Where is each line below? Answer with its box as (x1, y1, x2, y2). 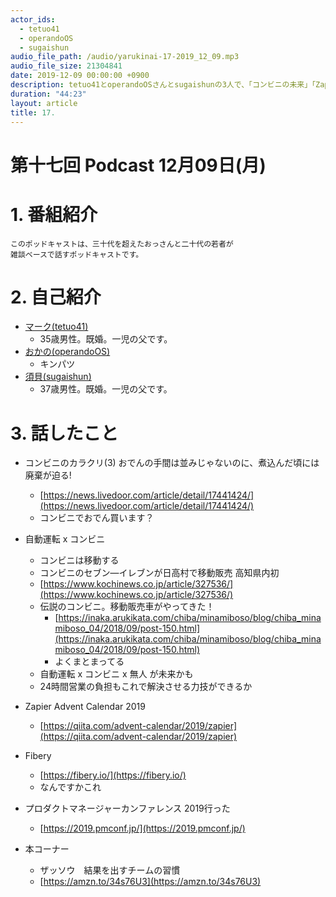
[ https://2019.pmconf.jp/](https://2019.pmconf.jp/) (39, 822, 246, 835)
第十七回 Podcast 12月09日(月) (10, 154, 267, 176)
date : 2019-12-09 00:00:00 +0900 (10, 71, 150, 81)
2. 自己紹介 (10, 286, 102, 308)
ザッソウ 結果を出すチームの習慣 (39, 864, 181, 876)
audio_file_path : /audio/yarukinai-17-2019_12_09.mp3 (10, 52, 240, 62)
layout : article (10, 98, 78, 108)
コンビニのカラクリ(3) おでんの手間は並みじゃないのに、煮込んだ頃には (24, 457, 320, 469)
